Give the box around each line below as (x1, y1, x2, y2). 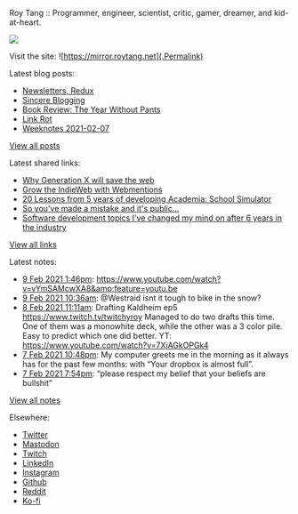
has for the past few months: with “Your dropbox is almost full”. (21, 359, 254, 369)
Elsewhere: (9, 413, 51, 422)
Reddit (21, 486, 46, 496)
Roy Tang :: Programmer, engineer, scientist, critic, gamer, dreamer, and (9, 8, 273, 18)
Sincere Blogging (21, 95, 86, 105)
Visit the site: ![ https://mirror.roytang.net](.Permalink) (9, 51, 204, 61)
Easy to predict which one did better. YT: (21, 331, 172, 341)
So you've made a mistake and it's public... (21, 204, 180, 213)
